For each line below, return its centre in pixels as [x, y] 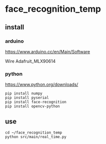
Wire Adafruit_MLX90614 [31, 61]
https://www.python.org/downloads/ [42, 85]
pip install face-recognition [36, 102]
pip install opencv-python [32, 106]
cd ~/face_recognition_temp [34, 132]
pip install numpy [24, 94]
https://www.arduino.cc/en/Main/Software [48, 51]
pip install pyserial [27, 98]
